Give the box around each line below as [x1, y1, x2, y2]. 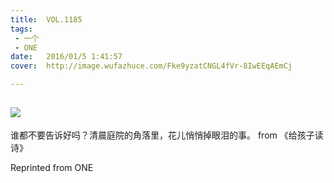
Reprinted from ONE [10, 161, 94, 173]
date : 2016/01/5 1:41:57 [10, 52, 123, 62]
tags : [10, 24, 33, 34]
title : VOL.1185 [10, 14, 83, 25]
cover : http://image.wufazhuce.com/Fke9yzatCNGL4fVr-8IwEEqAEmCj [10, 61, 293, 71]
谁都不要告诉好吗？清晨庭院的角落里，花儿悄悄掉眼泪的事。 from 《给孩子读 [10, 129, 324, 141]
